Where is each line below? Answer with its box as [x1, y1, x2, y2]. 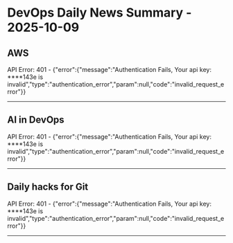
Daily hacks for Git [7, 181, 89, 193]
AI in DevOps [7, 114, 64, 126]
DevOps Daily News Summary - [7, 5, 192, 21]
